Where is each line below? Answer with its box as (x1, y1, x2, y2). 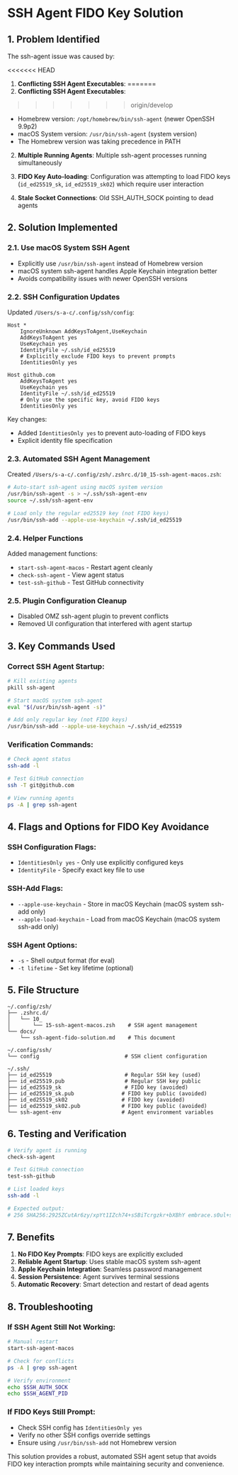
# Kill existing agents (7, 677, 78, 684)
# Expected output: (7, 1205, 65, 1212)
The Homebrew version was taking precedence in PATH (17, 137, 181, 146)
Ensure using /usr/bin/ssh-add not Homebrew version (17, 1438, 177, 1447)
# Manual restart (7, 1338, 59, 1346)
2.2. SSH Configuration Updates (7, 292, 120, 302)
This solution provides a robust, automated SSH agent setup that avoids (7, 1452, 217, 1460)
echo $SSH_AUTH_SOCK (7, 1383, 69, 1391)
